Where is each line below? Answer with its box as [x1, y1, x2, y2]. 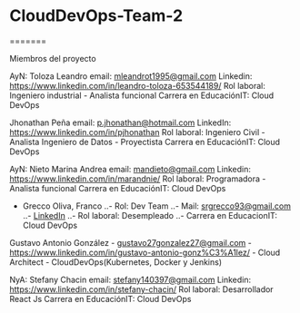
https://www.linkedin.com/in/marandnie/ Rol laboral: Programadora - [9, 173, 266, 184]
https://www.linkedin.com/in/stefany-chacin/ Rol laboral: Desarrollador [9, 283, 275, 295]
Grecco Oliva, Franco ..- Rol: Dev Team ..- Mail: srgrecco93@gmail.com [22, 201, 291, 211]
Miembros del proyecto [9, 53, 97, 64]
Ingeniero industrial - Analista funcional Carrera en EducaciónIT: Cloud [9, 90, 275, 101]
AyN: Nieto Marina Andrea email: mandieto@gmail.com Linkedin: [9, 163, 252, 174]
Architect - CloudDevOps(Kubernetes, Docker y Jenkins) [9, 256, 223, 268]
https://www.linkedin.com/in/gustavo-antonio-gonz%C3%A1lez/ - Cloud [9, 247, 281, 258]
